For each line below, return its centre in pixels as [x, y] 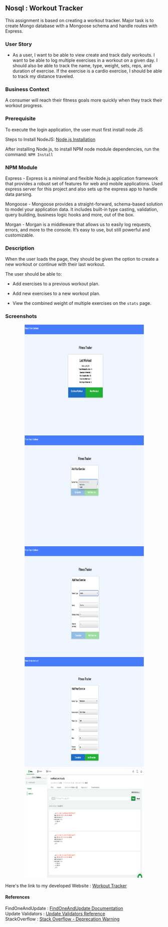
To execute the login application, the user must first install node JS [74, 130]
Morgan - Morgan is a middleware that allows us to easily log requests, [78, 224]
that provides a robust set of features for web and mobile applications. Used [84, 184]
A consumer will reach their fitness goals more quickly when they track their [84, 100]
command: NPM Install [29, 154]
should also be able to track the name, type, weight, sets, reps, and [82, 66]
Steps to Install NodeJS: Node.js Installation [50, 139]
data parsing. [19, 194]
